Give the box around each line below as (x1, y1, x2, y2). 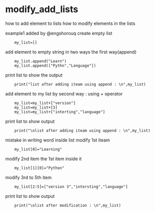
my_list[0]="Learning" (14, 147, 62, 152)
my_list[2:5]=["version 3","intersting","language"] (14, 184, 128, 189)
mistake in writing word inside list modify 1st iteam (5, 137, 110, 143)
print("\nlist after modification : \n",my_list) (14, 203, 122, 208)
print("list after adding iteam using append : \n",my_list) (14, 82, 146, 87)
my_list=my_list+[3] (14, 105, 58, 110)
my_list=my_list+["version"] (14, 100, 76, 105)
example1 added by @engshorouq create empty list (5, 30, 112, 36)
